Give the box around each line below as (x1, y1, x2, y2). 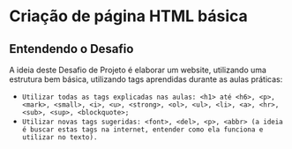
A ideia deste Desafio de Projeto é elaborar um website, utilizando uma (9, 64, 267, 75)
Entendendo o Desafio (9, 41, 134, 56)
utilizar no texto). (21, 133, 98, 142)
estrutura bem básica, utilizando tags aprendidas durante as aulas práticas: (9, 74, 283, 85)
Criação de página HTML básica (9, 6, 249, 26)
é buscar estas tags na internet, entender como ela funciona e (21, 125, 264, 134)
